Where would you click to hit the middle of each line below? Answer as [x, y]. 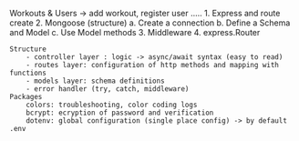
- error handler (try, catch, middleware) [108, 89]
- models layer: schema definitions [96, 81]
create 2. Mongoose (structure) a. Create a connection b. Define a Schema [150, 23]
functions [28, 73]
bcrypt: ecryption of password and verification [120, 113]
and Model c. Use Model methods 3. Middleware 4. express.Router [135, 32]
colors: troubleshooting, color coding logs [112, 105]
